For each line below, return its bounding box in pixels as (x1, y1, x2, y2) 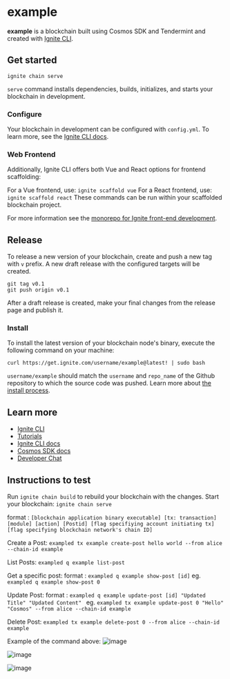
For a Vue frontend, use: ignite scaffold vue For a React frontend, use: (7, 186, 212, 194)
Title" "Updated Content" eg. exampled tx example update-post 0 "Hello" (7, 598, 224, 606)
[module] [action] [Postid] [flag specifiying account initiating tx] (7, 521, 215, 528)
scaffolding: (7, 173, 41, 181)
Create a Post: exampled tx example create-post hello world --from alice (7, 539, 222, 547)
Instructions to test (7, 474, 91, 486)
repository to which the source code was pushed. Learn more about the (7, 379, 212, 388)
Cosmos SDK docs (17, 447, 71, 455)
